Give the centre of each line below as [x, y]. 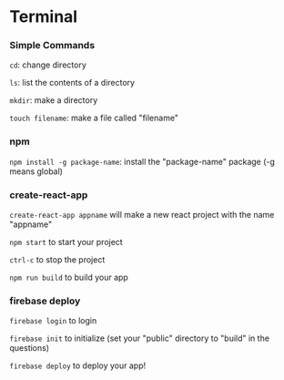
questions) [30, 348]
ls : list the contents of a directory [72, 83]
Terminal [44, 17]
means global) [36, 171]
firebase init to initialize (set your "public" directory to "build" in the [140, 338]
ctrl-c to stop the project [57, 260]
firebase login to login [53, 321]
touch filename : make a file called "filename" [94, 118]
